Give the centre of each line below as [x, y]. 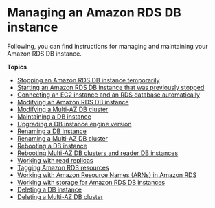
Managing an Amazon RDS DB [94, 13]
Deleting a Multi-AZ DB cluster [60, 196]
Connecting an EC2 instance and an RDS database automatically [109, 95]
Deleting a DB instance [49, 189]
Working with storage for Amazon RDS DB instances [91, 182]
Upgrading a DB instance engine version [74, 124]
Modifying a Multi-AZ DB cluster [63, 109]
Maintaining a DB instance [54, 116]
